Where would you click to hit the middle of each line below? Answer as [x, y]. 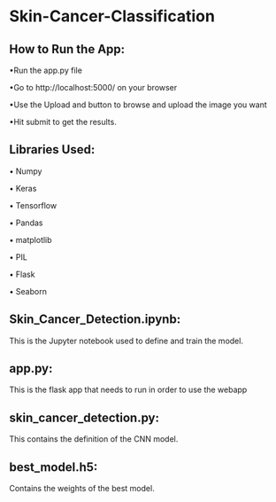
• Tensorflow [33, 205]
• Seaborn [28, 291]
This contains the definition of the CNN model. [94, 439]
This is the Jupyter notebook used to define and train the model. [126, 341]
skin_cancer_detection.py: [84, 417]
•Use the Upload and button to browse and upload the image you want [138, 105]
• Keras [23, 188]
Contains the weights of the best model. [82, 489]
